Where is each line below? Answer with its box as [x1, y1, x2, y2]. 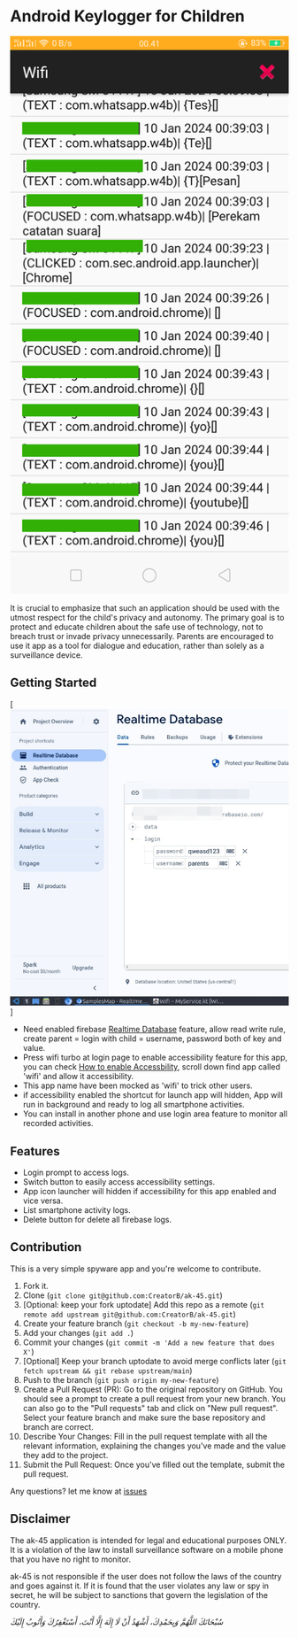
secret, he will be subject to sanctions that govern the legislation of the [10, 1589, 269, 1600]
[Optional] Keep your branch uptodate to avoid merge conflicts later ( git [22, 1355, 287, 1366]
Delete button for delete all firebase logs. [22, 1214, 172, 1224]
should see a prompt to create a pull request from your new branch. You [22, 1393, 287, 1404]
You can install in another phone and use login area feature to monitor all [22, 1108, 288, 1119]
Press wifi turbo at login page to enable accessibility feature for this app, [22, 1052, 288, 1063]
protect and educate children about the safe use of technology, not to [10, 622, 264, 632]
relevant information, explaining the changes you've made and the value [22, 1440, 287, 1451]
